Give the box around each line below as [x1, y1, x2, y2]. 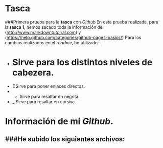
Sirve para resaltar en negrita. [19, 93, 80, 99]
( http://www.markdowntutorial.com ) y [5, 29, 81, 35]
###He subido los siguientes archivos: [5, 135, 125, 144]
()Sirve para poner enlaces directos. [12, 83, 85, 89]
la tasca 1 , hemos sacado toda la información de [5, 24, 103, 30]
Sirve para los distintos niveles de [12, 57, 153, 68]
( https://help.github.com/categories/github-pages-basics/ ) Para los [5, 35, 141, 40]
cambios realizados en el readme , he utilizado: [5, 39, 99, 45]
